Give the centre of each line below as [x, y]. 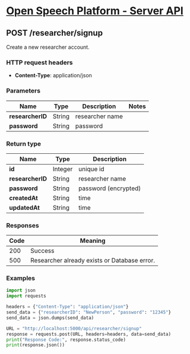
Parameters [23, 91]
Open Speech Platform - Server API [95, 11]
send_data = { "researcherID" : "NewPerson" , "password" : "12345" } [88, 312]
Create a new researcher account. [48, 47]
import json [21, 290]
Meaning [93, 241]
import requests [26, 296]
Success [42, 251]
